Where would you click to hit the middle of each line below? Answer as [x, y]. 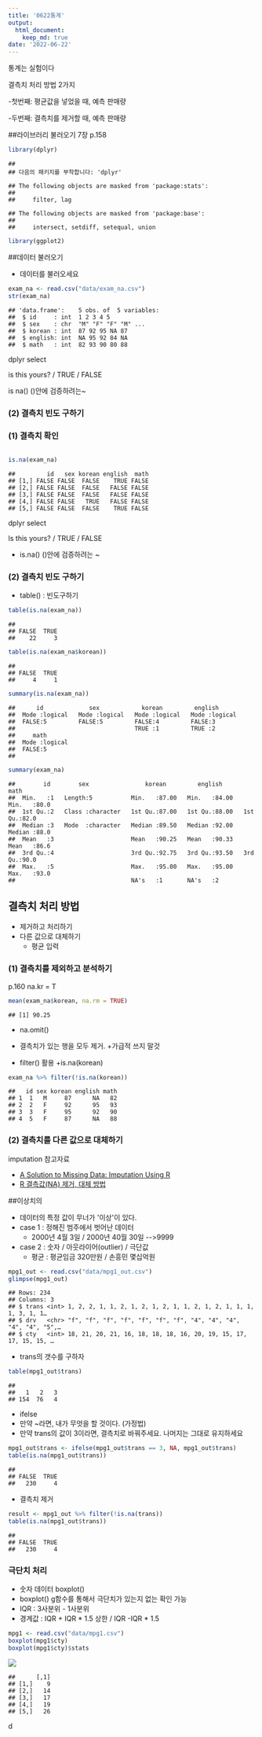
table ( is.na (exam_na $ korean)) [58, 652]
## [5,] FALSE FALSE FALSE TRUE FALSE [78, 508]
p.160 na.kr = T [32, 986]
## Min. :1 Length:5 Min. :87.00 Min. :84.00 [121, 798]
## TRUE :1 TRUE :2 [112, 728]
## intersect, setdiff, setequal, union [82, 227]
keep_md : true [45, 37]
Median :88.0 [29, 832]
